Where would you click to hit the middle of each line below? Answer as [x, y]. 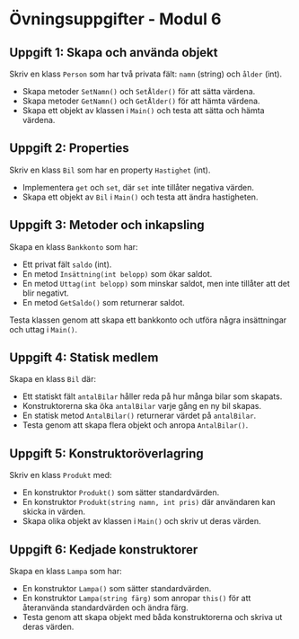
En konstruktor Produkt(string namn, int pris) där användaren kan [149, 502]
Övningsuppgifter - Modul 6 [115, 19]
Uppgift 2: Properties [70, 148]
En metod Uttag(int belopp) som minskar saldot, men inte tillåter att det [156, 283]
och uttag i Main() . [44, 329]
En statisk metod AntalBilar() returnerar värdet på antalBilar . [139, 416]
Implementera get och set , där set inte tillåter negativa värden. [138, 187]
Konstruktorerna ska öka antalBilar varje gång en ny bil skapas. [142, 406]
